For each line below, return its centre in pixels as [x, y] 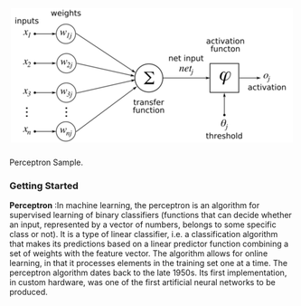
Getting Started [44, 186]
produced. [28, 292]
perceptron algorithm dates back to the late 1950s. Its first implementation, [148, 273]
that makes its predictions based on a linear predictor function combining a [149, 244]
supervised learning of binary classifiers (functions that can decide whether [150, 215]
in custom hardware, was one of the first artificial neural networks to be [142, 282]
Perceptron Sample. [47, 162]
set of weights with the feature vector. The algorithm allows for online [139, 253]
